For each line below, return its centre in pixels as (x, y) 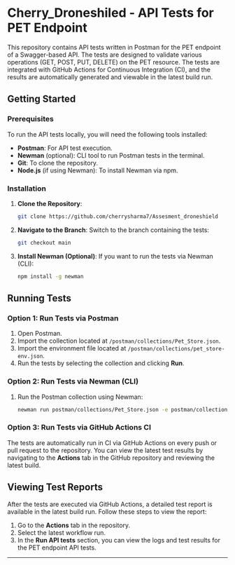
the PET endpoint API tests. (57, 547)
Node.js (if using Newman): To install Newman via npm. (98, 170)
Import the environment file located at (72, 348)
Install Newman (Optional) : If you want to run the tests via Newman (115, 256)
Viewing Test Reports (55, 488)
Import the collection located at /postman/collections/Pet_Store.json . (119, 341)
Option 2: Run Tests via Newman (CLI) (73, 381)
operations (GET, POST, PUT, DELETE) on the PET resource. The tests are (114, 62)
